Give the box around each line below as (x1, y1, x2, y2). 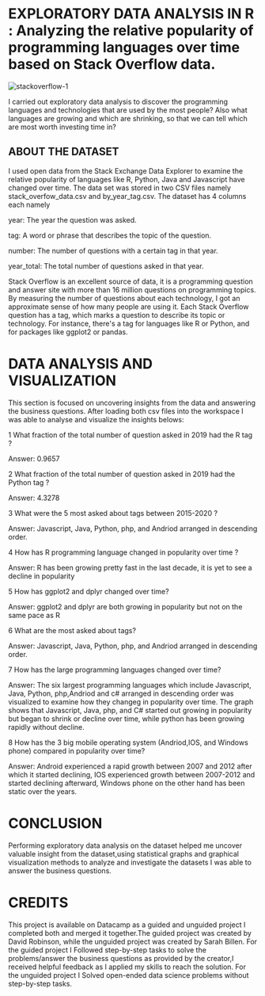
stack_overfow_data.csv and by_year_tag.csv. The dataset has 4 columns (8, 191, 247, 200)
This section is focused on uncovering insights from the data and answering (8, 398, 256, 407)
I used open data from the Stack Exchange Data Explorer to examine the (8, 166, 244, 175)
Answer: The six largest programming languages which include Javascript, (8, 680, 252, 689)
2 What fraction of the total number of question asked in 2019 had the (8, 469, 236, 479)
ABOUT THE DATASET (8, 145, 119, 158)
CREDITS (8, 893, 69, 911)
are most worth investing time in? (8, 122, 116, 132)
